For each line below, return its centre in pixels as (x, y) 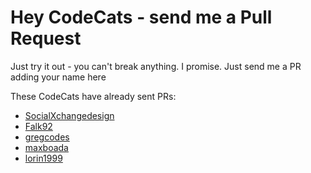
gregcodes (47, 137)
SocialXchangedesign (69, 115)
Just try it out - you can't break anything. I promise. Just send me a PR (156, 66)
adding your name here (58, 77)
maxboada (46, 147)
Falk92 (38, 126)
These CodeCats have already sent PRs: (93, 96)
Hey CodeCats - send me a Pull (141, 17)
